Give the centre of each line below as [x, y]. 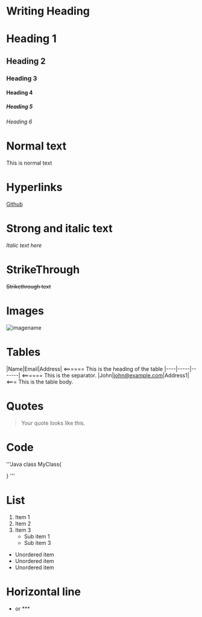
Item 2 [23, 523]
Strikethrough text [29, 286]
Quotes [25, 406]
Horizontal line [44, 592]
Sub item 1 [37, 536]
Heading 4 [20, 93]
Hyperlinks [34, 187]
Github [14, 204]
